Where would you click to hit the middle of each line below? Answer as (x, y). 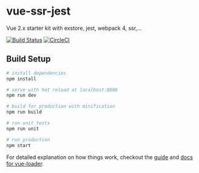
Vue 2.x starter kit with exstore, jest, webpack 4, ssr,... (74, 28)
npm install (21, 79)
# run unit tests (28, 123)
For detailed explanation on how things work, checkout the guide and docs (99, 157)
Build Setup (29, 59)
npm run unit (23, 129)
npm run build (24, 112)
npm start (19, 145)
